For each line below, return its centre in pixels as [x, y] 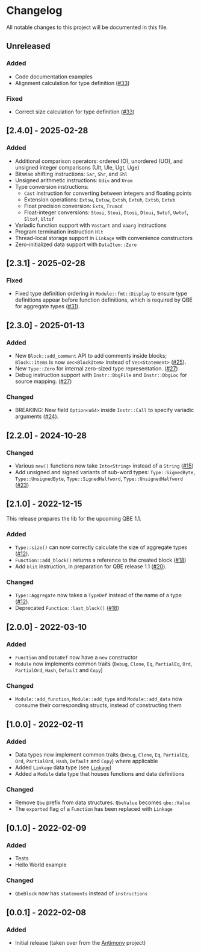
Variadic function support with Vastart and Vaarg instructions [91, 225]
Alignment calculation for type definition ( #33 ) [72, 83]
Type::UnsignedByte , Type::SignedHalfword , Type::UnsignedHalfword [99, 478]
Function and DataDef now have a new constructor [76, 658]
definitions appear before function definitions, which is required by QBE [104, 300]
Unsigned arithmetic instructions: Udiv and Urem [74, 180]
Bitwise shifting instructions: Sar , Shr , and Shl [71, 174]
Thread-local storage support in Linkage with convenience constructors [104, 238]
